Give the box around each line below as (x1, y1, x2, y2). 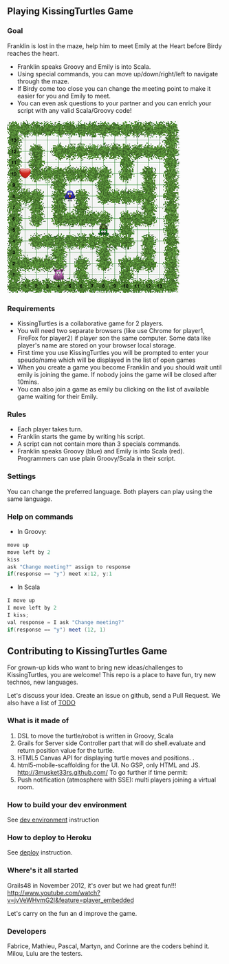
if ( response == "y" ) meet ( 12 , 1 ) (7, 626, 107, 633)
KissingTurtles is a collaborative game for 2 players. (17, 319, 164, 328)
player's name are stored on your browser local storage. (17, 341, 177, 350)
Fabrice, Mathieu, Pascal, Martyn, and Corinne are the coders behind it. (7, 942, 210, 950)
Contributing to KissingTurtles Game (7, 645, 168, 657)
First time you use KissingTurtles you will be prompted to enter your (17, 348, 209, 356)
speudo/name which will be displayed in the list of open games (17, 356, 196, 364)
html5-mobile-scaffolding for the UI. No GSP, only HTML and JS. (17, 760, 201, 769)
